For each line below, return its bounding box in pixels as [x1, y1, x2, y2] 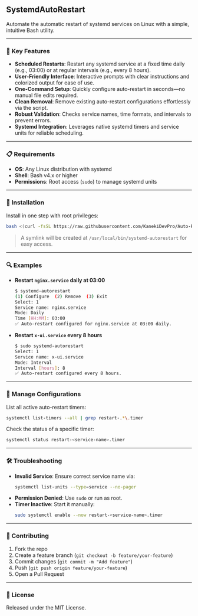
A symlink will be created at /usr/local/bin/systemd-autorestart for [20, 234, 187, 241]
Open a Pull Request [14, 570, 65, 578]
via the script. [14, 105, 48, 112]
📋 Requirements [6, 150, 55, 158]
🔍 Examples [6, 261, 42, 269]
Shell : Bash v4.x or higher [14, 172, 78, 179]
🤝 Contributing [6, 532, 49, 540]
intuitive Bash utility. [6, 27, 55, 34]
